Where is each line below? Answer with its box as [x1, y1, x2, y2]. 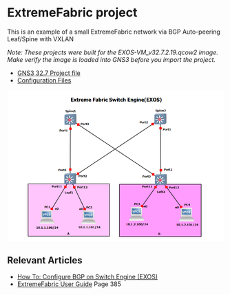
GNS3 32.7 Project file [17, 69, 81, 77]
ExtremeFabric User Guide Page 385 [17, 280, 122, 288]
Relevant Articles [7, 254, 83, 266]
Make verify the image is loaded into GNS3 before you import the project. [7, 55, 216, 63]
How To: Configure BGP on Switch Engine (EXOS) [17, 273, 158, 281]
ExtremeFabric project [7, 5, 138, 21]
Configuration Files [17, 76, 72, 84]
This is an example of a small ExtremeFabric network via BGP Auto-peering [7, 28, 220, 36]
